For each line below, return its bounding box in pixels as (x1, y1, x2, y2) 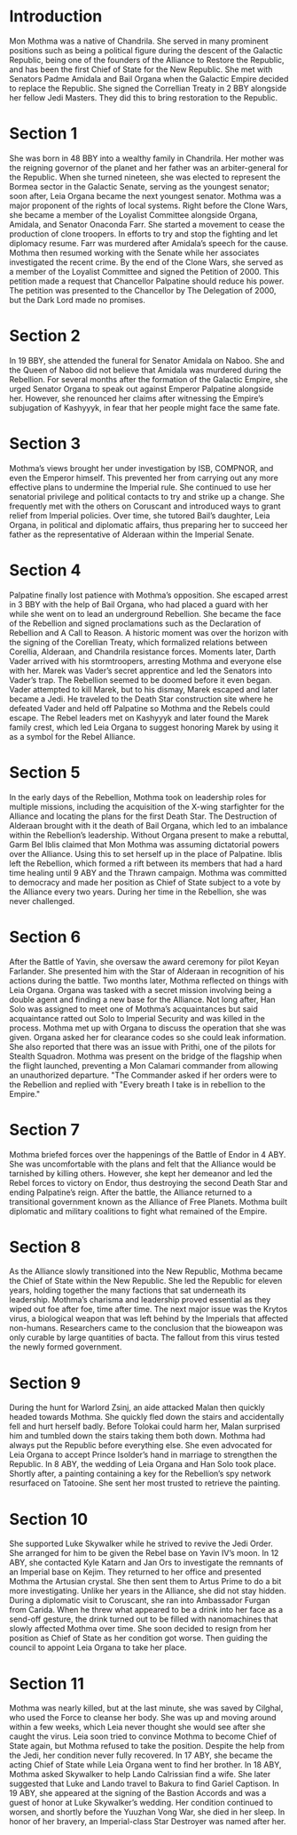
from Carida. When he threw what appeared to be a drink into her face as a (9, 1605, 284, 1615)
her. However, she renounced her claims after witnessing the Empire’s (9, 393, 264, 404)
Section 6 (9, 926, 82, 947)
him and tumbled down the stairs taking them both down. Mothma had (9, 1430, 266, 1441)
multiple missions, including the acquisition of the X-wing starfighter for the (9, 801, 285, 812)
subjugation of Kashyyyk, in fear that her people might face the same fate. (9, 402, 281, 413)
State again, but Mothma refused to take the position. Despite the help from (9, 1741, 285, 1751)
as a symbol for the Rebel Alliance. (9, 731, 136, 741)
